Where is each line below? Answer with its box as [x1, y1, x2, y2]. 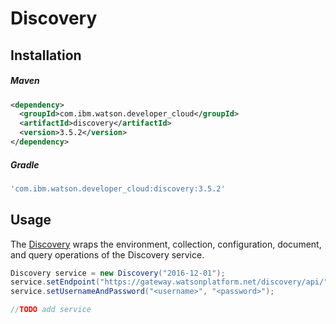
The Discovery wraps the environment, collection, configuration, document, [10, 238, 322, 250]
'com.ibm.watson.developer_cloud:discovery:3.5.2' [10, 183, 226, 194]
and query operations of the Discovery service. [10, 248, 205, 261]
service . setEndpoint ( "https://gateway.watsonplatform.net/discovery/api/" [10, 277, 329, 287]
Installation [10, 47, 82, 64]
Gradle [10, 158, 40, 171]
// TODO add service [10, 305, 92, 315]
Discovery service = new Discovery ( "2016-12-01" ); [10, 268, 226, 278]
